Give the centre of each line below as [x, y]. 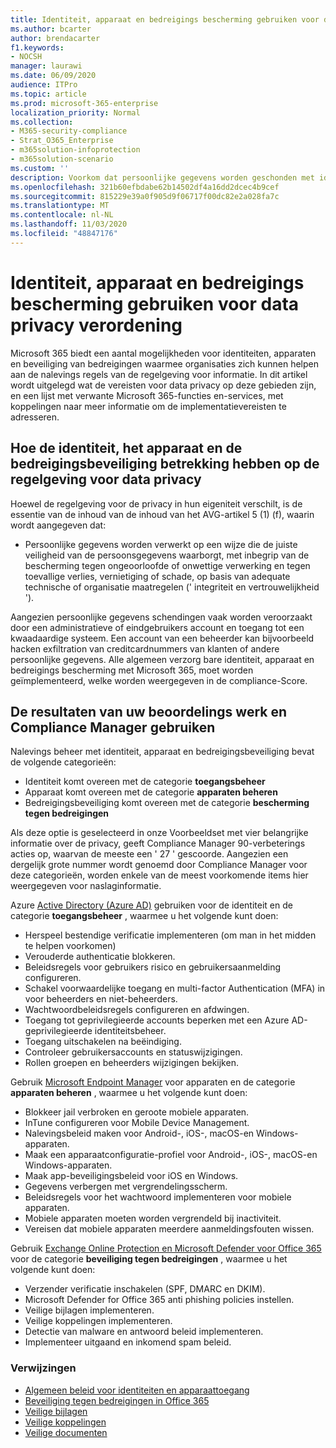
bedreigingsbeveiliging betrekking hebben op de [165, 464]
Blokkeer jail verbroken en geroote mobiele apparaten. [137, 1112]
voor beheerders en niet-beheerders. [101, 999]
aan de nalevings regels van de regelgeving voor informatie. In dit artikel [159, 374]
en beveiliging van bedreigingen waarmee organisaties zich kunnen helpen [165, 363]
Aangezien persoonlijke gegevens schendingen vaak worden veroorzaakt [161, 617]
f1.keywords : [37, 47]
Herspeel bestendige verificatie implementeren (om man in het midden [170, 935]
